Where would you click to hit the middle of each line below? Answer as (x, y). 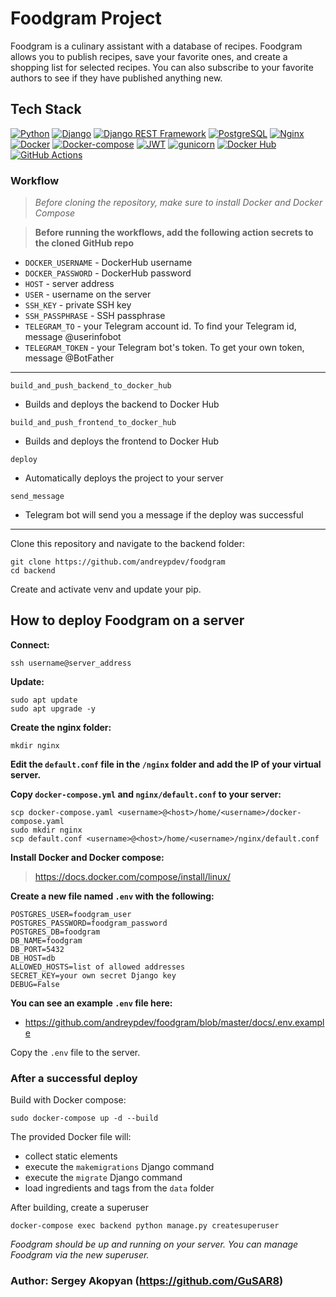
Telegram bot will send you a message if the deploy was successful (164, 515)
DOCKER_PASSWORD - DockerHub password (108, 273)
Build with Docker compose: (68, 1100)
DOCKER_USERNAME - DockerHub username (108, 263)
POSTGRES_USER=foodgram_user (71, 914)
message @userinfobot (73, 337)
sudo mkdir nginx (46, 830)
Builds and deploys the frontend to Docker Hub (122, 441)
